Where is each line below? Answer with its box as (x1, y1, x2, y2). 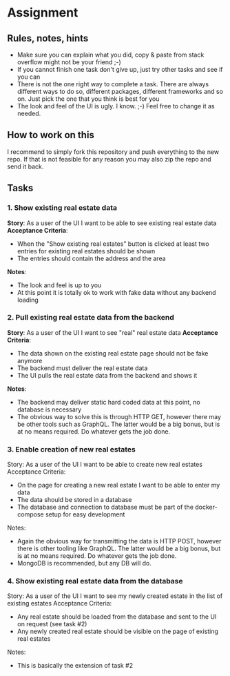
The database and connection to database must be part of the (17, 503, 194, 512)
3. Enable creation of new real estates (7, 444, 136, 454)
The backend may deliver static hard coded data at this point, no (17, 398, 201, 406)
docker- (195, 503, 218, 512)
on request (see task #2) (17, 620, 87, 628)
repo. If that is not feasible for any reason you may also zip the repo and (7, 155, 211, 163)
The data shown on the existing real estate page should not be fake (17, 349, 209, 357)
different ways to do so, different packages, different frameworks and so (17, 88, 224, 95)
